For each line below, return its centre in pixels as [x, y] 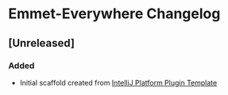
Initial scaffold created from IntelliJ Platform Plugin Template [118, 82]
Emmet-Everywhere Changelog [114, 14]
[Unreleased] [42, 43]
